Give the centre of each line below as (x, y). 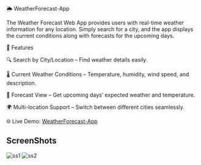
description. (21, 83)
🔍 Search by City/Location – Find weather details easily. (77, 60)
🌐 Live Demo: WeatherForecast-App (52, 121)
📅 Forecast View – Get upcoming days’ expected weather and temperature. (101, 95)
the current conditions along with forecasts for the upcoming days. (90, 36)
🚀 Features (20, 47)
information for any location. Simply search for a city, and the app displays (100, 29)
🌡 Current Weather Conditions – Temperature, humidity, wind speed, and (98, 74)
